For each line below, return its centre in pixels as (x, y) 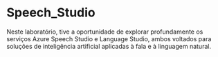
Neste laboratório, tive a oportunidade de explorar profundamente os (105, 32)
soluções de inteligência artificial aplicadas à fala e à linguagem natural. (109, 46)
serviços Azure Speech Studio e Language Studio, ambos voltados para (109, 38)
